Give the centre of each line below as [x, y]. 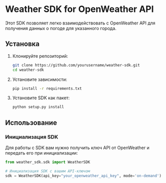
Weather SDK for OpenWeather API [80, 9]
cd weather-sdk [28, 70]
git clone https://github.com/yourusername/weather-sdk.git [76, 65]
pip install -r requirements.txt [47, 88]
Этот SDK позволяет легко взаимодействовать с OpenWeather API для [80, 23]
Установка [22, 44]
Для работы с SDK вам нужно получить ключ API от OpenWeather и [77, 148]
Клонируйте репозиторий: [40, 56]
